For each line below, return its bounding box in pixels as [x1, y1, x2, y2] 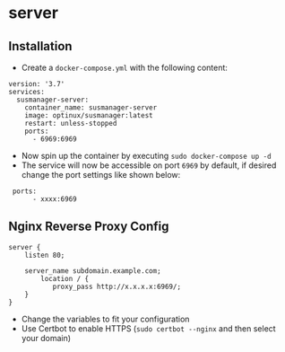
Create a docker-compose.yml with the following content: [21, 62, 228, 73]
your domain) [21, 332, 72, 343]
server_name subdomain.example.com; [24, 266, 162, 276]
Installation [8, 39, 73, 54]
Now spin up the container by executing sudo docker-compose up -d [21, 151, 272, 161]
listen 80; [24, 251, 65, 260]
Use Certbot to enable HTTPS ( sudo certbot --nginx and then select [21, 322, 276, 334]
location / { [40, 274, 90, 283]
